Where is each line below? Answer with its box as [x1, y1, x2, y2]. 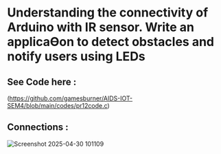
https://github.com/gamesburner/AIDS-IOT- [9, 94, 133, 102]
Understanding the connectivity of [7, 5, 209, 21]
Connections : [7, 122, 69, 133]
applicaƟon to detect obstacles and [7, 34, 215, 49]
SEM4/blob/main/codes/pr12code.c [7, 102, 108, 109]
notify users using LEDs [7, 49, 146, 65]
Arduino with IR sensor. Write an [7, 19, 194, 35]
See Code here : [7, 76, 77, 87]
